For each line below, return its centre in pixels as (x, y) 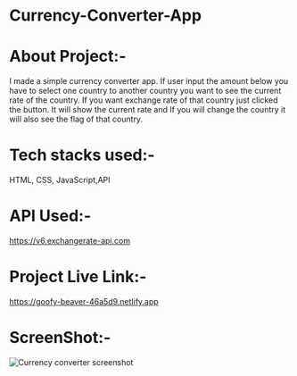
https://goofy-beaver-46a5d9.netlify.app (84, 301)
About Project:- (68, 57)
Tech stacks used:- (82, 155)
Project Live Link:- (78, 277)
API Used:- (50, 216)
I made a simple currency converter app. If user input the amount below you (149, 81)
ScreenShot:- (60, 338)
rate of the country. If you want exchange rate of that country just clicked (144, 100)
